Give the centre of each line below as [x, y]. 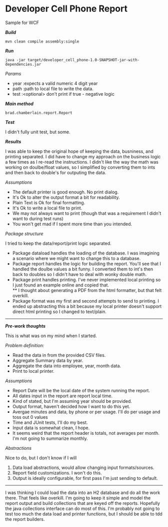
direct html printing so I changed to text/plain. [59, 312]
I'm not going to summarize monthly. [50, 438]
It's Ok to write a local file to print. [47, 208]
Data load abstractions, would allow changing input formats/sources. [83, 467]
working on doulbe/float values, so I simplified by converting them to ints [80, 167]
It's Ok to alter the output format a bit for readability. [66, 197]
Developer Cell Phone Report [66, 9]
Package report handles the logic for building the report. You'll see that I [87, 263]
